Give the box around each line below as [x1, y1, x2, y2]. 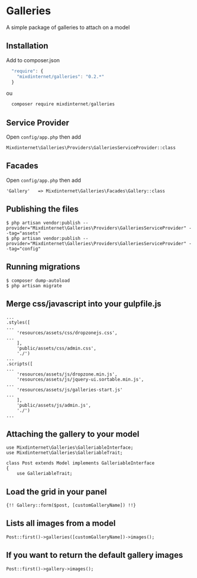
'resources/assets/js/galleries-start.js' [17, 387, 123, 393]
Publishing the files [6, 204, 79, 214]
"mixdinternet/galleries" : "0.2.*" [17, 73, 105, 79]
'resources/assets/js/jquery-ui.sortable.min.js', [17, 377, 144, 383]
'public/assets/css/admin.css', [17, 345, 96, 352]
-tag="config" [6, 246, 41, 252]
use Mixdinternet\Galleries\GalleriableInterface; [6, 445, 134, 451]
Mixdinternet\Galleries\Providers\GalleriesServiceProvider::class [6, 145, 176, 151]
